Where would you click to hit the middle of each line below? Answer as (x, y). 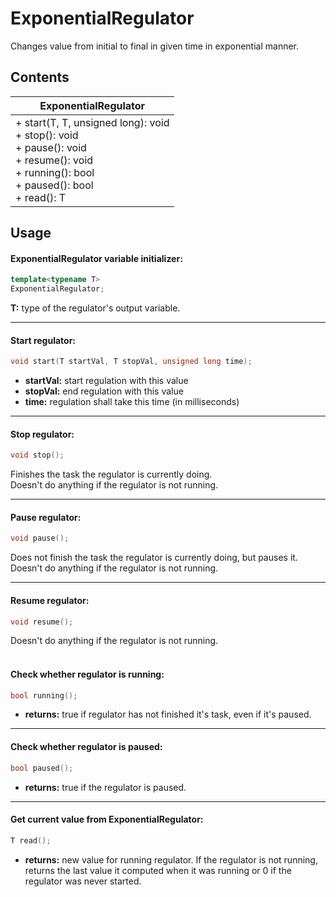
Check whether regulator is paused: (86, 747)
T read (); (31, 840)
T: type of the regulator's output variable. (95, 308)
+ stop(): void (47, 135)
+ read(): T (41, 197)
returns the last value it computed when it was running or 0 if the (158, 870)
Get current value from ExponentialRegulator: (107, 819)
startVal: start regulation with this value (106, 381)
